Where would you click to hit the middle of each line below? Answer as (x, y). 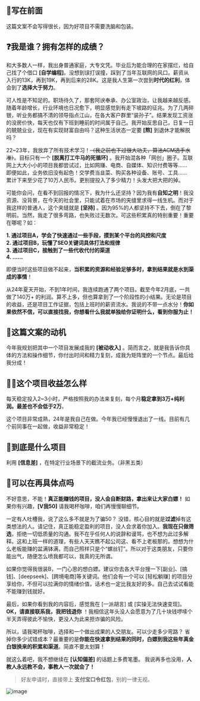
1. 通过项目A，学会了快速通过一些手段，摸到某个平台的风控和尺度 (86, 235)
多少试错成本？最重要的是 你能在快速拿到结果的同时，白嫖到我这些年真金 (105, 639)
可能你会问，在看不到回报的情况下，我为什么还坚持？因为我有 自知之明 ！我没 (100, 192)
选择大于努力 (37, 87)
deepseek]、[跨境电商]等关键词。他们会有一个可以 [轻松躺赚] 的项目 (104, 576)
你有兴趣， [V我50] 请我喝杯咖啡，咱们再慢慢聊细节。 (77, 506)
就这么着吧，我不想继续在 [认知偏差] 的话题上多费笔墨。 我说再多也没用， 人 (99, 659)
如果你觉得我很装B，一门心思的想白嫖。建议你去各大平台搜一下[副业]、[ (94, 568)
